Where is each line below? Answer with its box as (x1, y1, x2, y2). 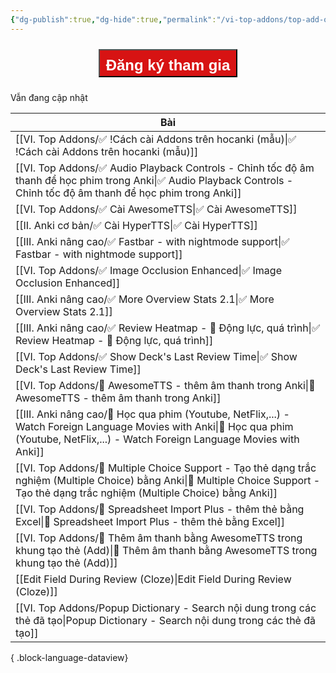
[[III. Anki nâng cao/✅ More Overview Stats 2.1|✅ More (15, 292, 275, 306)
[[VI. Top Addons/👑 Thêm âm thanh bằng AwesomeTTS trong (15, 531, 303, 545)
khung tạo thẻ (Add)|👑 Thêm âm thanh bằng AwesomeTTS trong (15, 543, 318, 557)
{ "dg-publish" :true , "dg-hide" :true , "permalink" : (10, 14, 217, 25)
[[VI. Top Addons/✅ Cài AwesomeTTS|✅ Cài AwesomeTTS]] (15, 202, 298, 216)
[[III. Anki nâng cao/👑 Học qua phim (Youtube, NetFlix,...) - (15, 407, 290, 421)
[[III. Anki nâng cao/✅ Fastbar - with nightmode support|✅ (15, 234, 290, 248)
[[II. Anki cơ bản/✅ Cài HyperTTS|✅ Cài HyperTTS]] (15, 218, 258, 232)
